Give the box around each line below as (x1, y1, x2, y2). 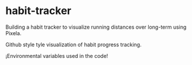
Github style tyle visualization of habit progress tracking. (5, 41, 142, 48)
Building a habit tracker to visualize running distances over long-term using (5, 23, 187, 30)
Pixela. (5, 29, 22, 36)
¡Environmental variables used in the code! (5, 52, 108, 59)
